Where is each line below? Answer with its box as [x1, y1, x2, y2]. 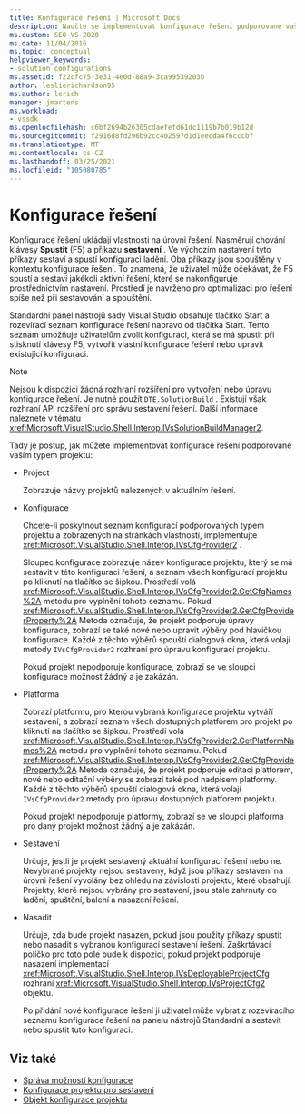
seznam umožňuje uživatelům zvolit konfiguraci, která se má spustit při [9, 329, 275, 341]
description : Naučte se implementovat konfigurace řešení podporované [9, 22, 282, 31]
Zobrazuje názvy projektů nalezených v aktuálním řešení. [22, 485, 236, 496]
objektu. [22, 988, 54, 999]
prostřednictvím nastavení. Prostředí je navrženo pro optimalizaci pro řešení [9, 283, 293, 293]
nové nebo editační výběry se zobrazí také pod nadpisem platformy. [22, 774, 278, 785]
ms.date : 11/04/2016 [9, 38, 88, 48]
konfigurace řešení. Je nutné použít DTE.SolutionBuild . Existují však [9, 393, 267, 404]
